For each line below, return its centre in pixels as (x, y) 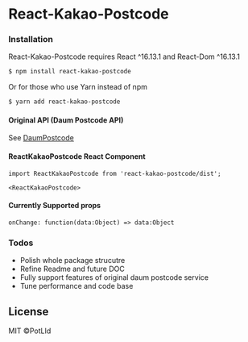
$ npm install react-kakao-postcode (70, 72)
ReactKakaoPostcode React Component (77, 156)
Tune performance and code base (76, 286)
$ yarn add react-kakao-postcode (64, 102)
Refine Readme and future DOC (72, 269)
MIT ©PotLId (30, 331)
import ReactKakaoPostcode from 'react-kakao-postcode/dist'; (115, 173)
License (29, 311)
